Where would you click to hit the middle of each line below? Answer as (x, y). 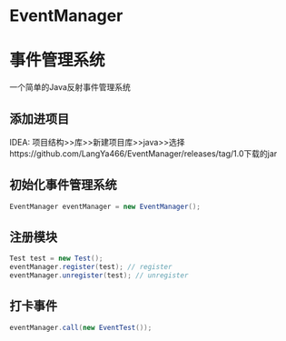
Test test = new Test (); (56, 259)
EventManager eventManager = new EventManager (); (105, 206)
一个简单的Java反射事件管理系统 (70, 87)
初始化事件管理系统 (63, 185)
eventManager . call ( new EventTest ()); (81, 327)
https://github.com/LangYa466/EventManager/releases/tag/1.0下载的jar (143, 153)
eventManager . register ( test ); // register (91, 267)
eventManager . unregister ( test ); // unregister (99, 276)
